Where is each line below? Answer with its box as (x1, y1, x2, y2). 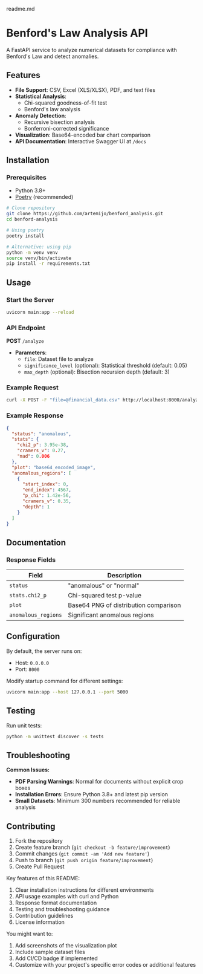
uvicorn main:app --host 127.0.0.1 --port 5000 (6, 689, 129, 695)
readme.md (6, 5, 35, 12)
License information (14, 918, 65, 926)
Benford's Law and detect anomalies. (6, 53, 99, 60)
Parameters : (14, 349, 47, 356)
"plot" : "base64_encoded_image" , (11, 464, 96, 470)
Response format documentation (14, 899, 97, 906)
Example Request (6, 383, 59, 392)
